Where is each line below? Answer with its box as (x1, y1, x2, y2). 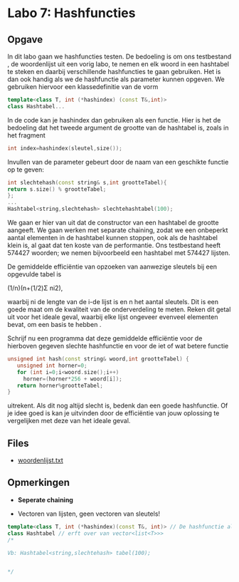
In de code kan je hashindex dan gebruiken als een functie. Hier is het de (7, 115, 221, 124)
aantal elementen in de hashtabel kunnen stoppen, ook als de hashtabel (7, 234, 218, 241)
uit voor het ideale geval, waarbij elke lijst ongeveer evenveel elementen (7, 313, 218, 321)
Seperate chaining (17, 495, 73, 504)
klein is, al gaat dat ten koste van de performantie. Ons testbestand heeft (7, 241, 221, 249)
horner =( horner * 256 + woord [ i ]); (23, 375, 122, 383)
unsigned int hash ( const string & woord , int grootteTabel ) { (7, 355, 190, 363)
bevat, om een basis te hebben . (7, 321, 102, 328)
